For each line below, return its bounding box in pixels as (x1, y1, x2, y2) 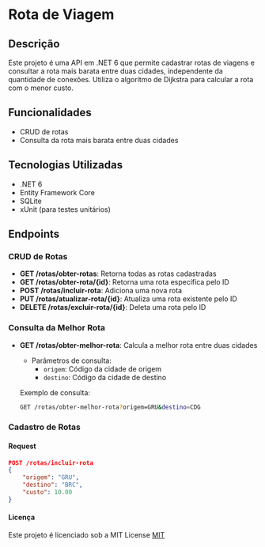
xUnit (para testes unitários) (19, 204, 111, 214)
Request (8, 441, 37, 451)
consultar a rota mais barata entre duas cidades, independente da (8, 66, 223, 76)
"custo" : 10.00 (22, 489, 73, 496)
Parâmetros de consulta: (31, 356, 112, 365)
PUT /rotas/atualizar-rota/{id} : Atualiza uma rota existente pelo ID (19, 294, 237, 304)
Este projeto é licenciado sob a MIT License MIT (8, 530, 165, 540)
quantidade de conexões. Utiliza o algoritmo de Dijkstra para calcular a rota (8, 75, 254, 84)
